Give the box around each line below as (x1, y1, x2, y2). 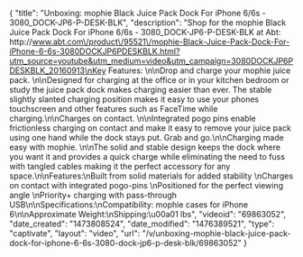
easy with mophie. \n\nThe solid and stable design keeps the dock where (9, 142, 281, 152)
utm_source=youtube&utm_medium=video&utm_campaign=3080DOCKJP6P (9, 56, 294, 66)
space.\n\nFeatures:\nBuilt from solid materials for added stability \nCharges (9, 170, 294, 181)
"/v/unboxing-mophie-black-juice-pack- (142, 228, 291, 238)
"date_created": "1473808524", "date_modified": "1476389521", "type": (9, 218, 275, 229)
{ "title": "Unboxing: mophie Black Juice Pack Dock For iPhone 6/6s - (9, 8, 266, 18)
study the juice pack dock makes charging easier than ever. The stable (9, 85, 272, 95)
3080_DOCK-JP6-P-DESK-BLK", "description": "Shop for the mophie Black (9, 17, 287, 28)
